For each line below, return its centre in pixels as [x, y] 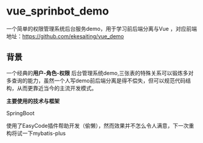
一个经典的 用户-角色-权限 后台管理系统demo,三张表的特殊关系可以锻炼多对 [100, 73]
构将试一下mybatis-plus [36, 133]
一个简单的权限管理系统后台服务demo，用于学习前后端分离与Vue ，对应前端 [102, 28]
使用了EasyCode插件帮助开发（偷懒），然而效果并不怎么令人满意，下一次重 [100, 125]
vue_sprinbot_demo [58, 11]
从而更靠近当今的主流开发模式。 [57, 88]
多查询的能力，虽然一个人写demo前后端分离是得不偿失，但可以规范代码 [96, 81]
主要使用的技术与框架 [33, 101]
